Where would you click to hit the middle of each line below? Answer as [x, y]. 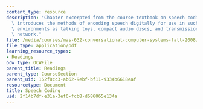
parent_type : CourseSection [42, 74]
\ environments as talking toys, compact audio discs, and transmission [105, 29]
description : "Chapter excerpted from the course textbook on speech [96, 18]
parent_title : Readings [36, 68]
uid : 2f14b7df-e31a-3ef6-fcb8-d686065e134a [62, 96]
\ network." [27, 35]
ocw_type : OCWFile [29, 62]
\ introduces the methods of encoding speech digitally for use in [98, 23]
